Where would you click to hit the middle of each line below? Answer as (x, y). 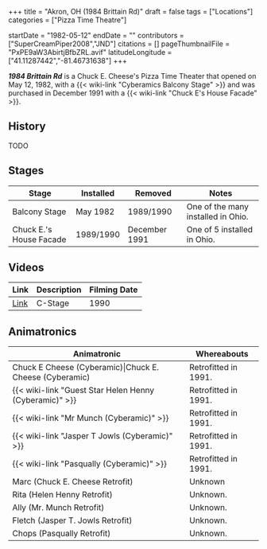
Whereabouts (222, 354)
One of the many (217, 206)
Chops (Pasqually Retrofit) (62, 534)
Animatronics (43, 331)
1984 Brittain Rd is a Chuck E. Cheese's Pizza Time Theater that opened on (132, 76)
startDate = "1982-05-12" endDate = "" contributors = (96, 35)
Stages (26, 171)
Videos (26, 268)
